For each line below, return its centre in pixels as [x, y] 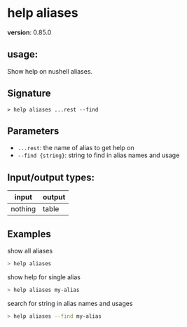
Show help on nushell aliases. [50, 71]
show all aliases [30, 251]
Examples [29, 234]
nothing [23, 209]
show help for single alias [44, 277]
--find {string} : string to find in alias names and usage [98, 155]
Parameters [33, 131]
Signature [29, 94]
